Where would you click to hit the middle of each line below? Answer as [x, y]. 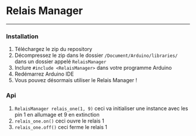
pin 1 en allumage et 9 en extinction [57, 114]
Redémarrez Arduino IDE [44, 74]
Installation [22, 36]
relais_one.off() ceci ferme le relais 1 [61, 127]
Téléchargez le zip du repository [53, 49]
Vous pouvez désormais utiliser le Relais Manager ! [76, 80]
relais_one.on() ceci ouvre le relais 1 [59, 121]
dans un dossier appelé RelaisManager [60, 62]
